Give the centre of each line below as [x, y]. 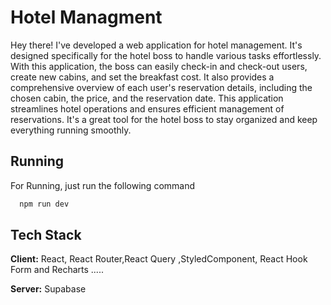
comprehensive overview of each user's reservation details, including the [161, 87]
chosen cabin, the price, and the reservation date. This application [147, 98]
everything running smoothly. [71, 130]
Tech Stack [46, 235]
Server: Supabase [48, 289]
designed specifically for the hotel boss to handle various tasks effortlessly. [166, 55]
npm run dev [44, 204]
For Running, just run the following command [103, 185]
